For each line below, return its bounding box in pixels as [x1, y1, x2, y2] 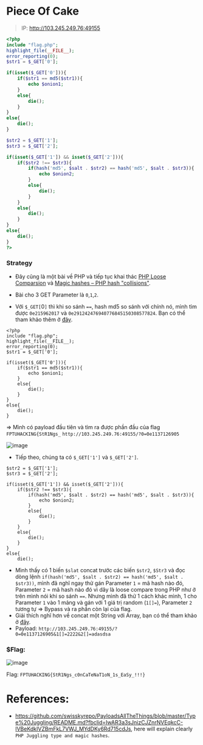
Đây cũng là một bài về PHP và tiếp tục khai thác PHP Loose [15, 273, 167, 280]
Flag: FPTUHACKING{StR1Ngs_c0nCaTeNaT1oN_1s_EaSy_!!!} [6, 671, 146, 678]
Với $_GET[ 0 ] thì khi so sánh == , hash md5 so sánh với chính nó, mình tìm [15, 303, 198, 310]
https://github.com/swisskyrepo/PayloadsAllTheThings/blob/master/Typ [15, 712, 196, 719]
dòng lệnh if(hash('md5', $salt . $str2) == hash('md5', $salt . [15, 573, 184, 580]
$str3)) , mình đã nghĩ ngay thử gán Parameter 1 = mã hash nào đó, [15, 579, 184, 587]
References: [6, 692, 69, 706]
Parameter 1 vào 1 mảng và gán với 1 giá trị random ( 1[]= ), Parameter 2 [15, 598, 193, 606]
